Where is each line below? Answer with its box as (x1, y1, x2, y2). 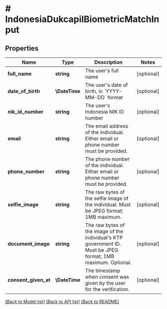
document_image (7, 240, 50, 247)
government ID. (85, 240, 121, 247)
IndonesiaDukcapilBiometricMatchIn (5, 13, 160, 25)
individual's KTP (85, 234, 123, 241)
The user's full (85, 67, 119, 74)
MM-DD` (85, 94, 106, 101)
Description (94, 59, 123, 65)
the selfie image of (85, 195, 129, 202)
